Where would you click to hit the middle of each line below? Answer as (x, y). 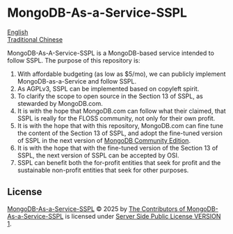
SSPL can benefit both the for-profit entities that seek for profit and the (119, 162)
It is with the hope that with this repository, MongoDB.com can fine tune (120, 125)
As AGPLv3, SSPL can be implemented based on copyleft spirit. (108, 88)
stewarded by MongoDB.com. (60, 103)
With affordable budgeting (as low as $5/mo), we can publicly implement (121, 74)
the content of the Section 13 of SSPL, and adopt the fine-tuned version (120, 133)
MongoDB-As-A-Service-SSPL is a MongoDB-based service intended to (111, 53)
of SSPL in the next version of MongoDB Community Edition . (104, 140)
